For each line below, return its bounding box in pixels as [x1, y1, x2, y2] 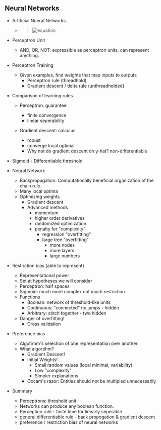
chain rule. [19, 182, 42, 189]
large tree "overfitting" [42, 237, 89, 243]
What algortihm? [19, 345, 54, 351]
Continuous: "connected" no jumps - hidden [27, 304, 119, 310]
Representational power [19, 272, 69, 278]
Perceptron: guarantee [19, 102, 67, 108]
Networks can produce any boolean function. [19, 403, 114, 409]
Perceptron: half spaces [19, 283, 70, 289]
